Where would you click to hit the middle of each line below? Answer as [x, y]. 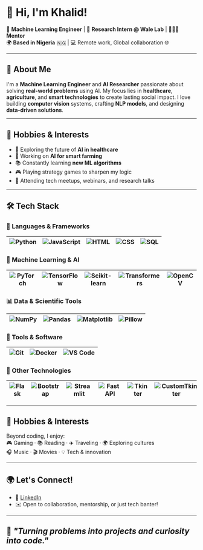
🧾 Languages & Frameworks [48, 226]
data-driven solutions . [35, 110]
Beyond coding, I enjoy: [36, 436]
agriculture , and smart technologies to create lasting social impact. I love [98, 97]
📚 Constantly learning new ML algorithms [68, 163]
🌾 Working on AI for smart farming [59, 156]
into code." [27, 541]
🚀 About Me [29, 70]
